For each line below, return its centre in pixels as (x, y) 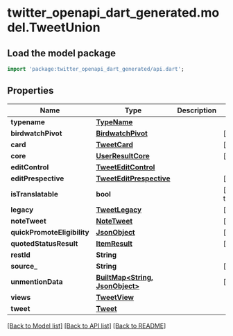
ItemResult (114, 243)
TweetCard (115, 144)
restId (21, 255)
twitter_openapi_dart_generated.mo (113, 13)
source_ (24, 266)
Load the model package (62, 53)
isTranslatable (35, 194)
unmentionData (37, 281)
